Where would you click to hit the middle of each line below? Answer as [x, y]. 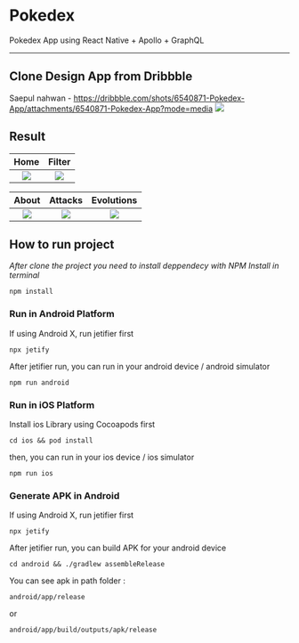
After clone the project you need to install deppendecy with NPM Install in [144, 266]
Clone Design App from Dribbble [101, 77]
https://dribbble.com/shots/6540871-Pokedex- [159, 98]
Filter [59, 161]
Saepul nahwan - [40, 98]
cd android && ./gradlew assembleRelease [87, 565]
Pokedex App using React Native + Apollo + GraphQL [107, 40]
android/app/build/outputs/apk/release [83, 630]
